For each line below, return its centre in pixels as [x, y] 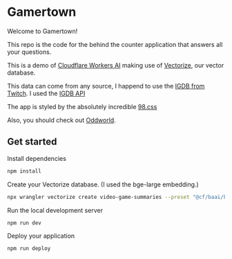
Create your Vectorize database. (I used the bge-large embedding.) [103, 184]
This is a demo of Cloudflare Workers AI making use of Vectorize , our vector [116, 65]
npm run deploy [29, 249]
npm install [24, 171]
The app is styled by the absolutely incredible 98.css [82, 106]
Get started [32, 142]
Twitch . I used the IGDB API [46, 93]
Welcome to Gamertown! [42, 31]
